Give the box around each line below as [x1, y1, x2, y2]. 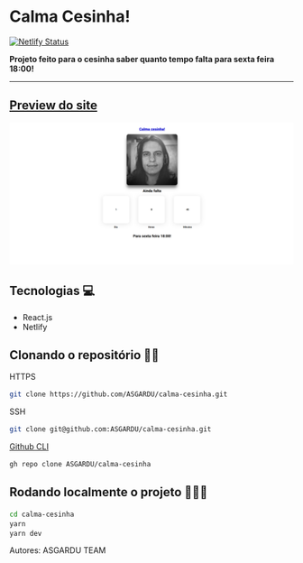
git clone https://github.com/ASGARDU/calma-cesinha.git [9, 390, 228, 399]
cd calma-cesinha [9, 510, 75, 519]
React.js [22, 311, 53, 322]
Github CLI [9, 441, 50, 452]
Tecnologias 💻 [9, 283, 96, 299]
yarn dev [9, 529, 42, 538]
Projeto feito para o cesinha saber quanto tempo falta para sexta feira [9, 53, 275, 64]
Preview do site [9, 97, 97, 114]
